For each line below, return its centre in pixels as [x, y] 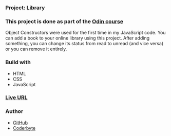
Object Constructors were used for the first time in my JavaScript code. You [85, 33]
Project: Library [25, 8]
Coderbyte [24, 128]
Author [14, 111]
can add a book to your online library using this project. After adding [78, 38]
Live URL [16, 98]
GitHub [20, 123]
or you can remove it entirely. [36, 49]
